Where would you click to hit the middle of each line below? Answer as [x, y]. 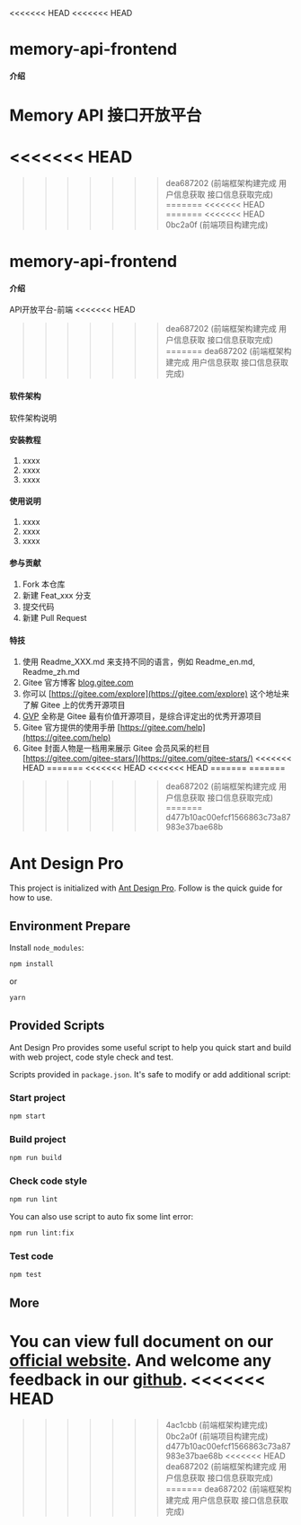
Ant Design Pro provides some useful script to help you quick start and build [150, 1047]
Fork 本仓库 [44, 584]
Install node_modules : [47, 948]
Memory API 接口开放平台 [106, 115]
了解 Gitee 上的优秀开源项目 [74, 705]
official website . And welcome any [141, 1360]
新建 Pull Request [54, 618]
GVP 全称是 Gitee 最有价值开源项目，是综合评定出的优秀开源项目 [142, 716]
